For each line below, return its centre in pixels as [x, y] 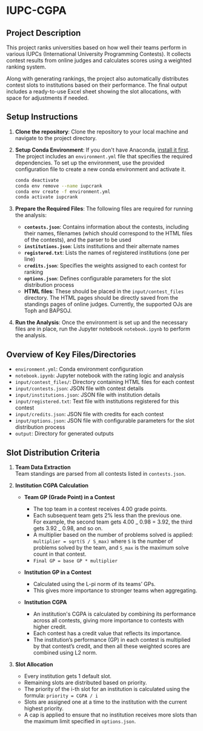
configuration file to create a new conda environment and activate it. [100, 169]
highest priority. [44, 708]
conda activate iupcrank [46, 197]
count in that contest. [60, 554]
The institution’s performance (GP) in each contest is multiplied [112, 639]
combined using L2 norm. [65, 652]
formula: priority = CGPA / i [61, 695]
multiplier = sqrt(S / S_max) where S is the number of [103, 541]
